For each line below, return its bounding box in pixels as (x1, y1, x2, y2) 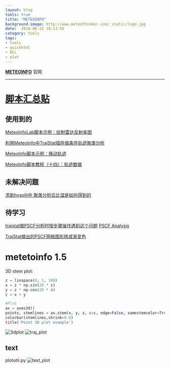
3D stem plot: (5, 268, 33, 274)
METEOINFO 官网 (5, 69, 42, 75)
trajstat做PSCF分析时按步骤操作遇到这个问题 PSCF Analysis (5, 223, 130, 228)
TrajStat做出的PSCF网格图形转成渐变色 (5, 234, 87, 239)
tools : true (5, 12, 30, 17)
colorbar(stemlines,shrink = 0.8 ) (5, 315, 73, 320)
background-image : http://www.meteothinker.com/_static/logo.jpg (5, 21, 146, 27)
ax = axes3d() (5, 306, 35, 311)
